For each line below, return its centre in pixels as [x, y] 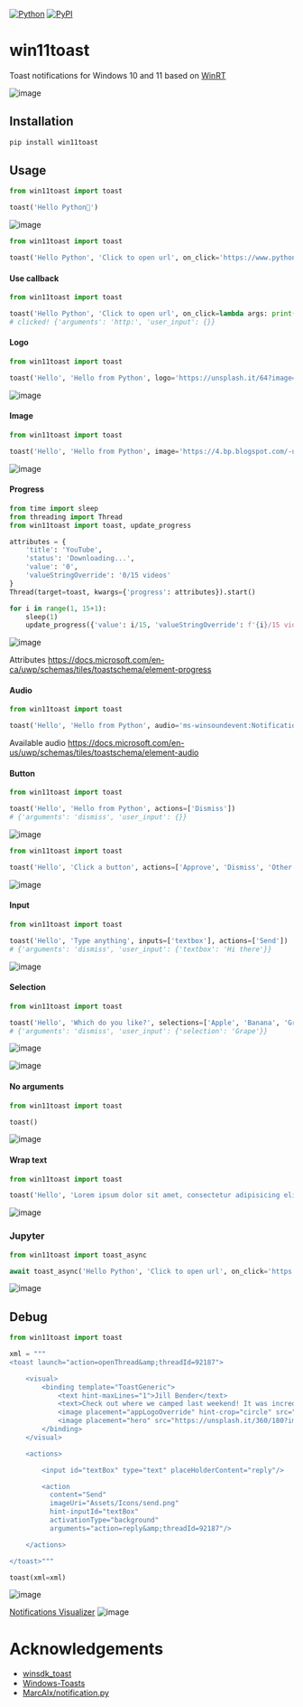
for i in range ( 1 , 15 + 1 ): [58, 608]
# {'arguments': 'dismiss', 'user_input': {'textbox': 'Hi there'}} [141, 949]
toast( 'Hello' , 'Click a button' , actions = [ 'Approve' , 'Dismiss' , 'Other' [153, 867]
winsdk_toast [47, 1674]
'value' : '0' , [52, 567]
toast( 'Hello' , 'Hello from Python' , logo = [92, 378]
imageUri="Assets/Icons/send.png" [114, 1504]
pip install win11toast [54, 142]
